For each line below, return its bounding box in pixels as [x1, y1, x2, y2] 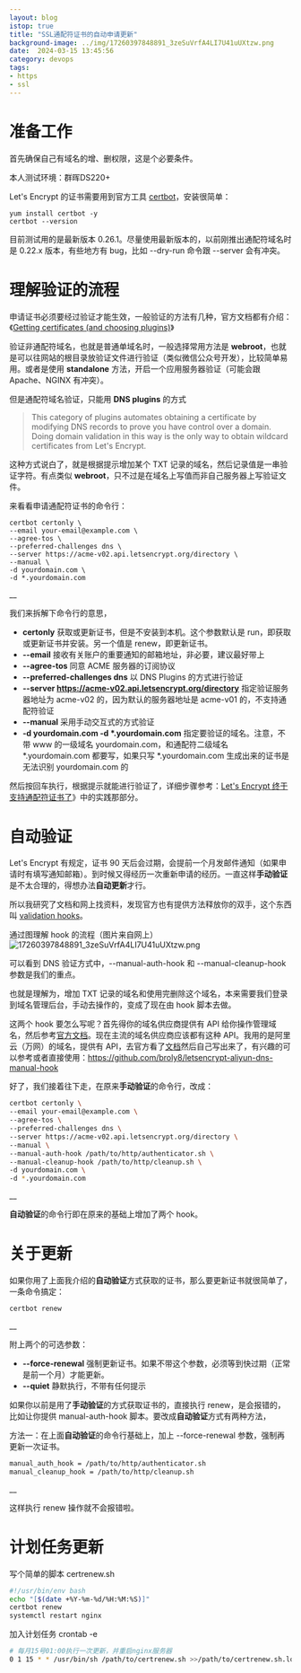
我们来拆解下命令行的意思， [9, 607, 112, 618]
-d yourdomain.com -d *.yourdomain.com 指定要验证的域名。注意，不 [21, 727, 286, 738]
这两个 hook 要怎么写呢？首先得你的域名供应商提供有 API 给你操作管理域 [9, 1018, 277, 1029]
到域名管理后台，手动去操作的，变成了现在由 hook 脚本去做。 [9, 999, 236, 1010]
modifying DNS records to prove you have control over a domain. [30, 421, 271, 432]
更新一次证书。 [9, 1441, 64, 1451]
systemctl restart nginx [9, 1611, 102, 1621]
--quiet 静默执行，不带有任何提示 [21, 1380, 146, 1391]
